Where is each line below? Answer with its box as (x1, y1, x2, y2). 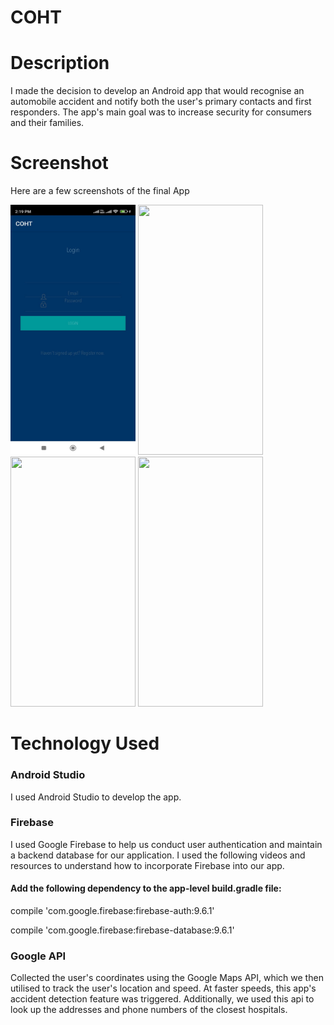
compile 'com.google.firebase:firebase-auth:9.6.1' (10, 905, 215, 917)
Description (10, 52, 110, 75)
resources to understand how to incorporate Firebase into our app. (10, 859, 285, 871)
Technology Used (10, 732, 160, 755)
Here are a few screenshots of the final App (10, 185, 190, 197)
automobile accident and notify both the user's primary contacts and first (10, 96, 312, 108)
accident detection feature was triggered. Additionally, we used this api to (10, 993, 315, 1005)
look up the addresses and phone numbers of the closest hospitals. (10, 1004, 288, 1016)
